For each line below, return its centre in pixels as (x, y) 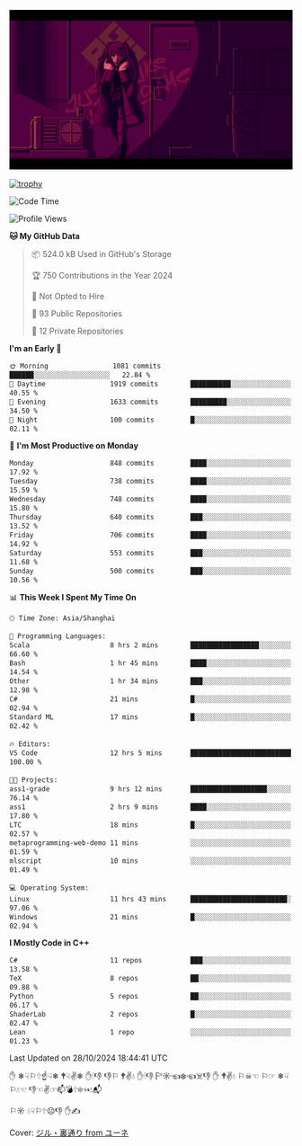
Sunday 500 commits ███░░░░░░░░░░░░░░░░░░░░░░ (151, 571)
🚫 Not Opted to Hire (68, 296)
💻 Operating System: (49, 888)
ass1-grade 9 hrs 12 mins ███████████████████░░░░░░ (151, 789)
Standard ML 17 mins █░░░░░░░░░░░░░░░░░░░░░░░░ (151, 717)
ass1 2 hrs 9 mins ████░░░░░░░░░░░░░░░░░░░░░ (151, 807)
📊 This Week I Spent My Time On (73, 597)
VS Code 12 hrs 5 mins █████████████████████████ (151, 753)
